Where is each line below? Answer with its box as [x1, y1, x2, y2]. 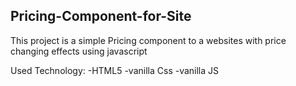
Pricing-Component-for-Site [10, 8, 192, 25]
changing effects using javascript [10, 45, 148, 57]
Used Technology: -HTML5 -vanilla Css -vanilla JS [10, 64, 220, 76]
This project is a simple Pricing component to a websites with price [10, 34, 287, 46]
